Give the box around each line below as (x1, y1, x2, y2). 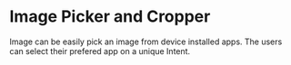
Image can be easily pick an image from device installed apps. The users (9, 36, 283, 47)
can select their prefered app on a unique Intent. (9, 45, 191, 56)
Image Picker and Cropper (9, 6, 211, 27)
